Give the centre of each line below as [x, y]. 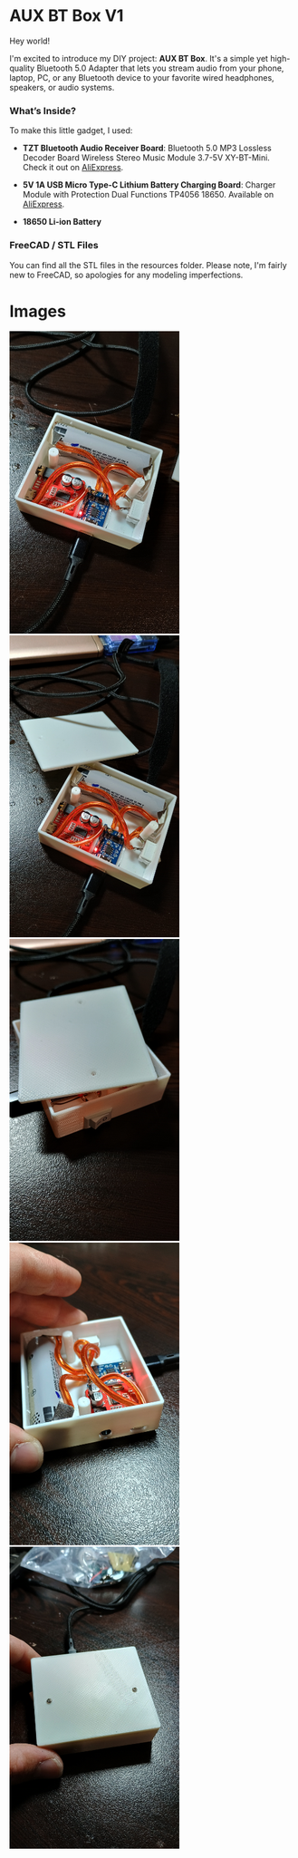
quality [22, 68]
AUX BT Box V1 [67, 16]
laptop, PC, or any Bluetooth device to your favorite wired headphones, [142, 77]
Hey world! [30, 41]
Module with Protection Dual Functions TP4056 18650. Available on [148, 195]
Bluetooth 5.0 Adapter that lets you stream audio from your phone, [160, 68]
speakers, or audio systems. [62, 87]
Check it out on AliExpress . [73, 168]
